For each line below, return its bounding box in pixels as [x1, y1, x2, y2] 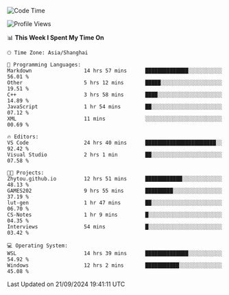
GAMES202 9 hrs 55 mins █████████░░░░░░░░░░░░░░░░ [7, 187, 223, 194]
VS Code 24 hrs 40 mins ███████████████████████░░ [7, 139, 223, 146]
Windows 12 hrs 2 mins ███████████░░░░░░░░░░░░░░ [7, 262, 223, 269]
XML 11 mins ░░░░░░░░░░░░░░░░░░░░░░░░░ [7, 115, 223, 122]
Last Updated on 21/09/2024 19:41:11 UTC [7, 280, 125, 288]
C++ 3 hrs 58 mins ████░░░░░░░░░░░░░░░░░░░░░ [7, 91, 223, 98]
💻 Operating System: [7, 242, 69, 249]
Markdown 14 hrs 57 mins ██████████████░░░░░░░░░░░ [7, 67, 223, 74]
